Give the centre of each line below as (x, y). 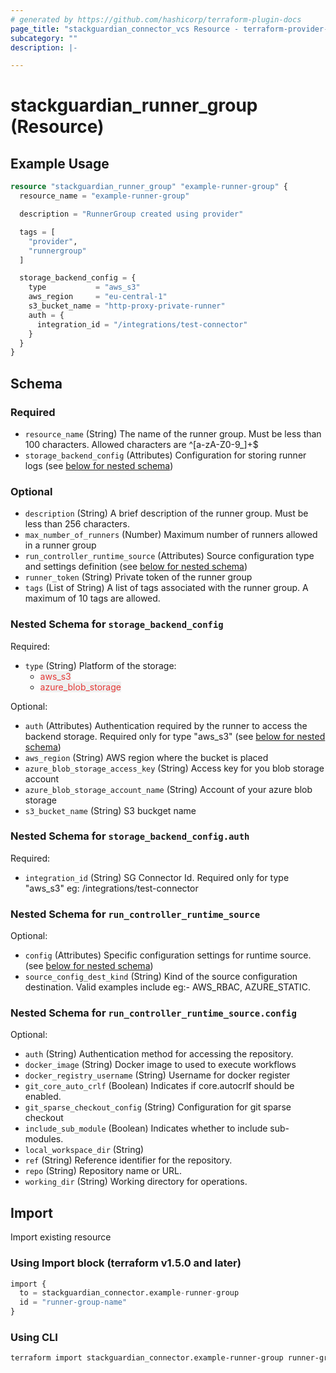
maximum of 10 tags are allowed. (92, 598)
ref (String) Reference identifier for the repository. (128, 1160)
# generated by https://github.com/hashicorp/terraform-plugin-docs (156, 19)
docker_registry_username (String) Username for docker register (157, 1075)
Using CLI (34, 1337)
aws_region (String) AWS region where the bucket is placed (146, 757)
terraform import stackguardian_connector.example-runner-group (147, 1358)
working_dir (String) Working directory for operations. (136, 1182)
